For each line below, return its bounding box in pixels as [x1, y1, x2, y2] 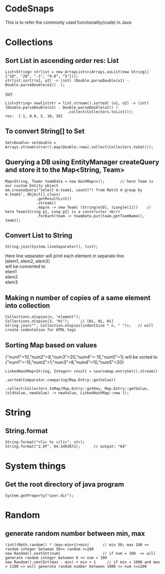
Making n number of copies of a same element [5, 293, 151, 302]
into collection [5, 301, 50, 310]
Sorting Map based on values [5, 341, 97, 349]
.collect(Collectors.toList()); [67, 109, 134, 114]
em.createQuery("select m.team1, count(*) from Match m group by [5, 188, 142, 192]
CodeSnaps [5, 3, 54, 14]
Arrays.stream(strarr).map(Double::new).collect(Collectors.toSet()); [5, 144, 154, 149]
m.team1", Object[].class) [5, 191, 61, 197]
